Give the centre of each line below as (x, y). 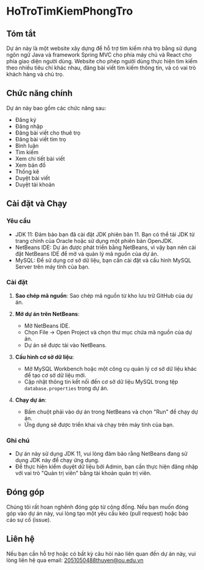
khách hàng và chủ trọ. (35, 74)
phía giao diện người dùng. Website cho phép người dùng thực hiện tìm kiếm (102, 61)
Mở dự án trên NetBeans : (47, 314)
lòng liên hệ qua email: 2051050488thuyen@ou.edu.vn (75, 560)
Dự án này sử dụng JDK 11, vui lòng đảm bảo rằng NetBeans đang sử (101, 454)
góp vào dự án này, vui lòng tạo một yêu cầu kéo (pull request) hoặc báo (97, 513)
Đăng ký (26, 119)
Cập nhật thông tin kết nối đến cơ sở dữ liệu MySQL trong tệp (101, 381)
